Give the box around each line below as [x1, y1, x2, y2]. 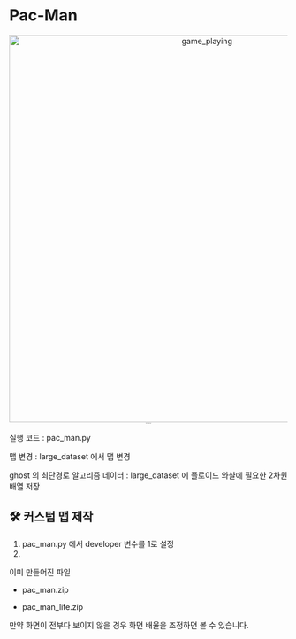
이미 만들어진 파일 [9, 566, 71, 577]
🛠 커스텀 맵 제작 [9, 510, 94, 525]
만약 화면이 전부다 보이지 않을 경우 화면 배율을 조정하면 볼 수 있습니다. [9, 620, 249, 630]
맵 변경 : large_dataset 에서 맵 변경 [9, 450, 131, 461]
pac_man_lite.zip [21, 601, 84, 612]
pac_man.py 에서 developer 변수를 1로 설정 [21, 538, 175, 549]
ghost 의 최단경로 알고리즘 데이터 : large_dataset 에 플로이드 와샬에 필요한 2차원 [9, 470, 288, 481]
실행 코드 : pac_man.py [9, 432, 91, 443]
